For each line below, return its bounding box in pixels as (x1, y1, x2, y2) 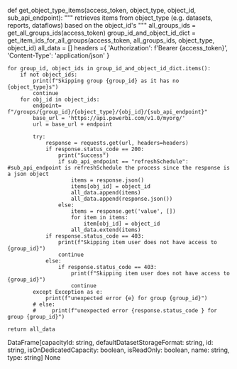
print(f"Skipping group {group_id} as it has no (33, 77, 180, 84)
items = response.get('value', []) (70, 208, 176, 215)
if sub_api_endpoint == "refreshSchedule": (57, 158, 189, 165)
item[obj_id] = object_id (83, 220, 160, 227)
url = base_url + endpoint (33, 121, 113, 128)
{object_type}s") (7, 84, 59, 91)
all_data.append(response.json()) (70, 195, 173, 202)
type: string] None (7, 353, 61, 361)
